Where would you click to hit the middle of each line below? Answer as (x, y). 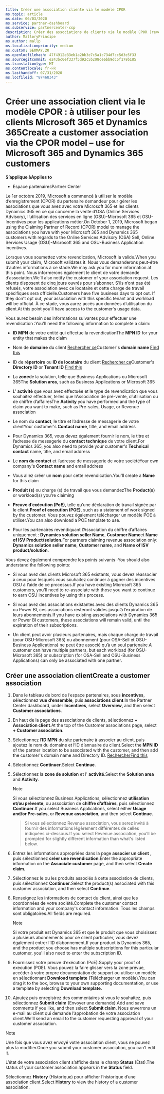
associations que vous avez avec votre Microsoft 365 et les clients (72, 206)
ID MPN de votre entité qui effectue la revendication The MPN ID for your (85, 333)
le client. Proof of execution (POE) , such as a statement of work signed (83, 510)
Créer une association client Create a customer (78, 676)
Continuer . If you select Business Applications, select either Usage (79, 808)
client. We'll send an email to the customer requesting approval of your (83, 1018)
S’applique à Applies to (29, 177)
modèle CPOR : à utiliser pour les (73, 112)
